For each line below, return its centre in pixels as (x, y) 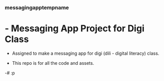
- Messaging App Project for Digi (75, 29)
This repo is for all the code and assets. (53, 63)
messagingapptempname (37, 8)
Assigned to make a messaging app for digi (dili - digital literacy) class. (86, 53)
